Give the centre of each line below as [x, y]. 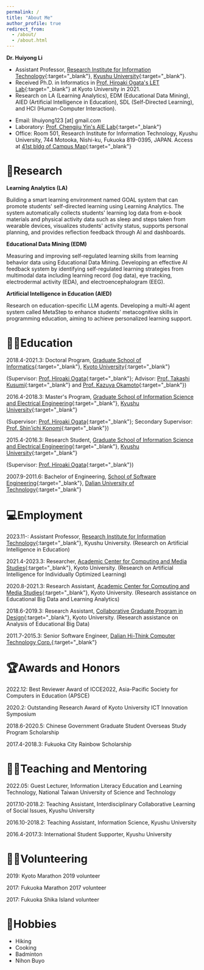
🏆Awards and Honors [63, 668]
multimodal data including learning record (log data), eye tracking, [89, 275]
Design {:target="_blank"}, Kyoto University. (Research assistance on [92, 617]
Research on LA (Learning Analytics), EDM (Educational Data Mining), [102, 96]
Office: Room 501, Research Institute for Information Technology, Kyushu [106, 133]
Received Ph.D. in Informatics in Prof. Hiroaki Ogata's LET [87, 82]
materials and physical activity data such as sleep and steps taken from [96, 219]
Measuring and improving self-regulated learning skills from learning [92, 256]
